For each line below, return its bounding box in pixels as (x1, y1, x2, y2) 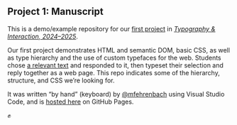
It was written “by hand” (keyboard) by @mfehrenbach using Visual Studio (7, 89, 225, 98)
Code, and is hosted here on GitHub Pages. (7, 97, 134, 106)
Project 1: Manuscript (7, 6, 104, 18)
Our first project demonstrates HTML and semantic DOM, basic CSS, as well (7, 45, 231, 54)
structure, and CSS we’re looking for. (7, 76, 115, 85)
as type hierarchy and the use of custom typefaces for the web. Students (7, 53, 221, 62)
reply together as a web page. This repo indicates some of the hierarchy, (7, 68, 220, 77)
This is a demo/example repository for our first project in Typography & (7, 24, 216, 33)
